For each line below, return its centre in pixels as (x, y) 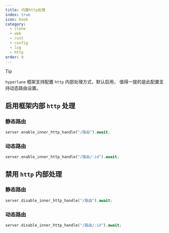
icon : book (17, 19)
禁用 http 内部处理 (34, 174)
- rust (17, 38)
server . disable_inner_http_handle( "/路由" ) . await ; (59, 201)
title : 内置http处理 (25, 10)
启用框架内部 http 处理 (40, 106)
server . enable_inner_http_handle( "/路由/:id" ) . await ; (62, 157)
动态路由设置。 (25, 88)
